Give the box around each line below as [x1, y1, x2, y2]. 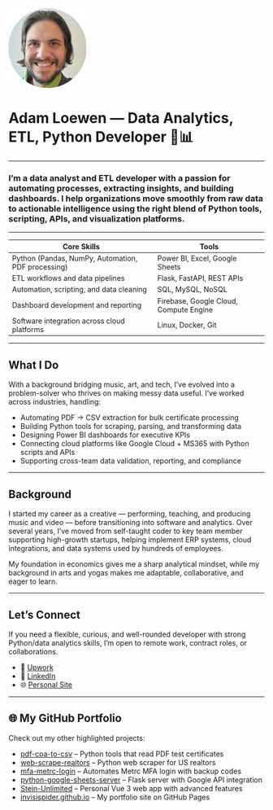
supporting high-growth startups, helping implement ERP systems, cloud [8, 535, 252, 545]
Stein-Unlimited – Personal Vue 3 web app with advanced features [19, 783, 243, 793]
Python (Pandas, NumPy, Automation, [11, 253, 138, 263]
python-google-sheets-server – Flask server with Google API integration [19, 774, 262, 785]
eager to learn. [8, 576, 58, 586]
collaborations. [8, 646, 58, 656]
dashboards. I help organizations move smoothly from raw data [8, 192, 264, 204]
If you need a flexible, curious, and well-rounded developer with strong [8, 629, 246, 639]
